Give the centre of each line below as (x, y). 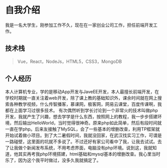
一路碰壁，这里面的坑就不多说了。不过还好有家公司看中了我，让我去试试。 (81, 141)
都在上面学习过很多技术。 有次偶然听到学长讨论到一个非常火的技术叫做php (82, 110)
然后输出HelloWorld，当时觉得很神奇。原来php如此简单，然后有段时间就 (88, 123)
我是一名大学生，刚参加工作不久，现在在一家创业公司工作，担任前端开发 (79, 25)
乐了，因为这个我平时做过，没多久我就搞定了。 (53, 160)
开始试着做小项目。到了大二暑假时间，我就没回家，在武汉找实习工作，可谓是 (83, 135)
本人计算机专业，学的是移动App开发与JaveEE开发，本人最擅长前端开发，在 (82, 91)
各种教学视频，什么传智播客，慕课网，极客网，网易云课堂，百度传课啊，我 (85, 104)
